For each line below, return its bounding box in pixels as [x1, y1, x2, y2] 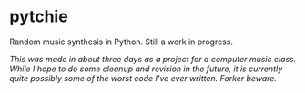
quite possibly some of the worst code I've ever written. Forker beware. [9, 72, 278, 83]
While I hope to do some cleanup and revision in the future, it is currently [9, 63, 283, 74]
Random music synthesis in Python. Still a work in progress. [9, 36, 234, 47]
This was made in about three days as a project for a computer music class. [9, 53, 297, 64]
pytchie [9, 6, 68, 27]
